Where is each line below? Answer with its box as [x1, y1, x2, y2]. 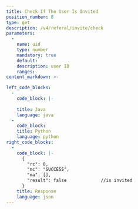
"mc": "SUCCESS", [27, 167, 69, 173]
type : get [6, 19, 31, 25]
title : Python [16, 129, 51, 134]
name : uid [16, 42, 41, 48]
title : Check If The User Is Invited [6, 8, 99, 15]
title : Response [16, 188, 57, 194]
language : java [16, 112, 54, 118]
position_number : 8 [6, 14, 54, 20]
